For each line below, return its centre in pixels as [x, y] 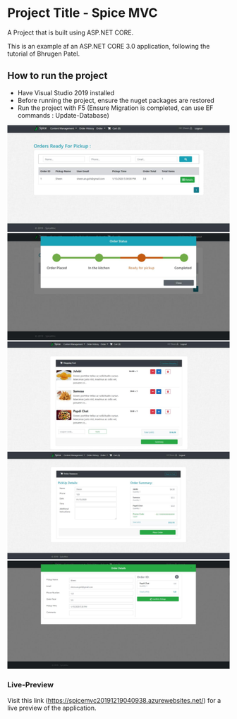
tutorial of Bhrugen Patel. [43, 54]
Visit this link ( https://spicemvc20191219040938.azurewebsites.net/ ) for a [114, 700]
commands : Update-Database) [63, 115]
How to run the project [57, 76]
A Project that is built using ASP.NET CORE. [71, 32]
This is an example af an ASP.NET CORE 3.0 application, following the [109, 46]
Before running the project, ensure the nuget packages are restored [116, 100]
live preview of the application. [52, 708]
